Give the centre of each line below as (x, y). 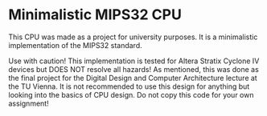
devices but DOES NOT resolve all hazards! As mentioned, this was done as (133, 69)
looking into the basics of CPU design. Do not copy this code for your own (131, 94)
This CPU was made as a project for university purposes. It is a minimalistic (133, 37)
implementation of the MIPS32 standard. (75, 45)
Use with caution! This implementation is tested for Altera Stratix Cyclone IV (134, 61)
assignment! (29, 103)
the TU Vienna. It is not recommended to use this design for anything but (129, 86)
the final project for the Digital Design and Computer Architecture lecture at (133, 78)
